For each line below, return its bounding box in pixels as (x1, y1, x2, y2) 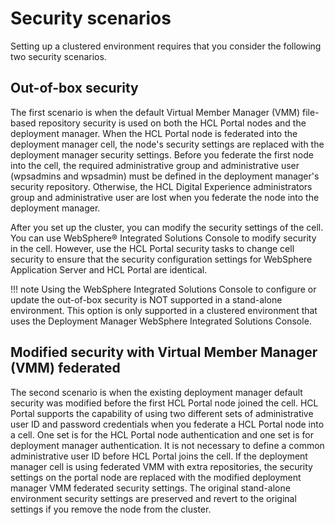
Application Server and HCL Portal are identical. (10, 263, 208, 276)
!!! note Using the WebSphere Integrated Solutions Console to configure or (10, 283, 317, 295)
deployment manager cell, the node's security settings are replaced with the (10, 138, 325, 150)
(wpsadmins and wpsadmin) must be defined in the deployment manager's (10, 170, 320, 182)
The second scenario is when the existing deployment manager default (10, 386, 303, 398)
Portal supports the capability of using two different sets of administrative (10, 407, 314, 419)
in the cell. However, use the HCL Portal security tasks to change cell (10, 242, 295, 254)
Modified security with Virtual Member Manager (10, 344, 318, 361)
